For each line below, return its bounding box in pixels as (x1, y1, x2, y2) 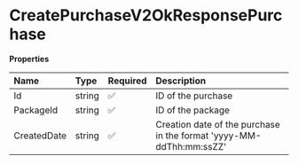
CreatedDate (13, 129, 67, 142)
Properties (9, 53, 50, 64)
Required (107, 74, 148, 87)
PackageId (13, 104, 59, 116)
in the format (155, 129, 209, 142)
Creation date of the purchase (155, 118, 281, 130)
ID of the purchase (155, 90, 233, 102)
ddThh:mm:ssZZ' (155, 140, 227, 152)
